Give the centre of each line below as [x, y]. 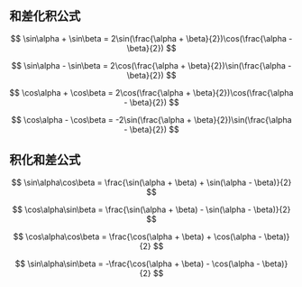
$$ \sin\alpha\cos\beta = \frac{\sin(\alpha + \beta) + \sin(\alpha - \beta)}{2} [151, 182]
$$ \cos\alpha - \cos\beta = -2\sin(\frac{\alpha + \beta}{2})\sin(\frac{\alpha [151, 119]
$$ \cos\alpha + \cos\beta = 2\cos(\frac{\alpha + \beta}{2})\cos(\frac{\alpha [151, 92]
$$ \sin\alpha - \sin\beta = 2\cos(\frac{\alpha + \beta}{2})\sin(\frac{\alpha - [151, 65]
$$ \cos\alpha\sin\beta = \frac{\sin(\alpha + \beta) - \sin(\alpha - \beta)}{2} [151, 209]
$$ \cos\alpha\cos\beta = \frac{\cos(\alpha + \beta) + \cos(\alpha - [137, 236]
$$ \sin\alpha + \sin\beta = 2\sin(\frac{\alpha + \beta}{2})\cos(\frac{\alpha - [151, 38]
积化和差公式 [45, 160]
